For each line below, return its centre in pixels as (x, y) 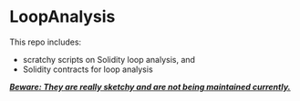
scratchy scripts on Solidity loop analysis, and (109, 59)
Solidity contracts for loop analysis (88, 69)
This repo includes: (46, 42)
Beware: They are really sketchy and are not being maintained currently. (150, 86)
